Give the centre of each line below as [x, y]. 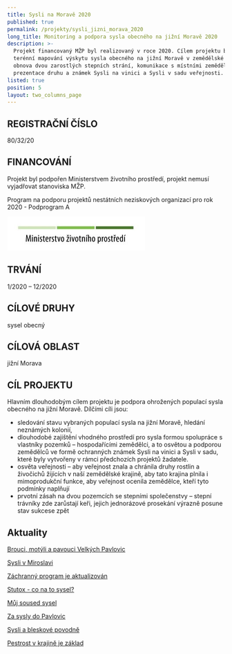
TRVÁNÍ [24, 270]
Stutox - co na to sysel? [41, 589]
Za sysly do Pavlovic [36, 616]
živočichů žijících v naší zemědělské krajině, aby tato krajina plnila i [113, 474]
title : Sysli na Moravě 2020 [49, 15]
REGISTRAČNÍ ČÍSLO [52, 124]
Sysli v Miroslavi [30, 562]
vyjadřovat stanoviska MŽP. [47, 186]
